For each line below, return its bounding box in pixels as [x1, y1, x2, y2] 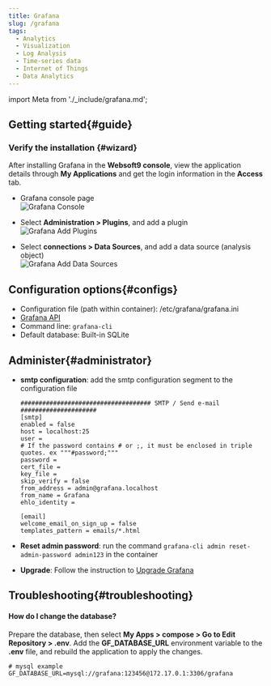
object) [19, 250, 44, 260]
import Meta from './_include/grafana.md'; [8, 94, 148, 104]
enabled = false [19, 420, 75, 428]
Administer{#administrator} [8, 353, 152, 367]
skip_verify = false [19, 477, 90, 485]
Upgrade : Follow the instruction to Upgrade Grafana [19, 565, 194, 575]
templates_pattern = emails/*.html [19, 526, 141, 535]
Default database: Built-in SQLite [19, 330, 129, 340]
